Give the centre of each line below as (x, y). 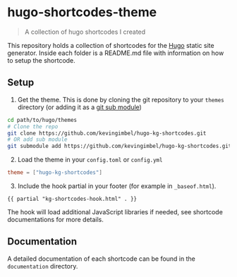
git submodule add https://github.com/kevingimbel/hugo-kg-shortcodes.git (120, 146)
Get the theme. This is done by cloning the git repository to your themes (121, 99)
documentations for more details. (56, 220)
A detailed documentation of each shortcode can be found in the (101, 259)
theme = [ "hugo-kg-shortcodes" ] (55, 173)
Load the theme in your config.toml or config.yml (90, 160)
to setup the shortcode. (41, 60)
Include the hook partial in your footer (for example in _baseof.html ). (117, 186)
